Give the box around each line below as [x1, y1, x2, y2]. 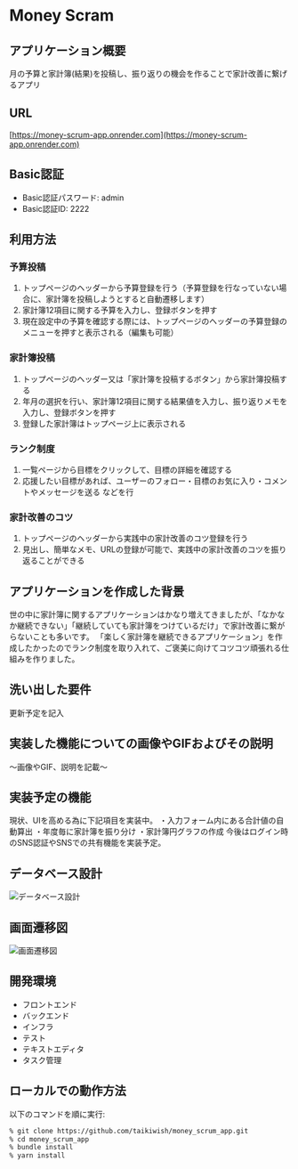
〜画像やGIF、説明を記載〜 [9, 761, 109, 772]
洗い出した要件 [9, 682, 92, 697]
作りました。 [32, 654, 80, 664]
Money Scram [9, 5, 114, 26]
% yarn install [9, 1151, 66, 1160]
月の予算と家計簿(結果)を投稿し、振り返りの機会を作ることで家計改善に [9, 69, 272, 78]
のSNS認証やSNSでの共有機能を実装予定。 [9, 838, 166, 848]
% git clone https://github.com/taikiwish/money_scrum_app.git [9, 1126, 249, 1135]
